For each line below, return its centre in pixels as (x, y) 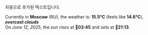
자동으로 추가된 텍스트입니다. (33, 7)
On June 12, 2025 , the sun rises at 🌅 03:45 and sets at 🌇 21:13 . (68, 27)
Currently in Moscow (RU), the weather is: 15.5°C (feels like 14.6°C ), (74, 17)
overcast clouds (22, 22)
